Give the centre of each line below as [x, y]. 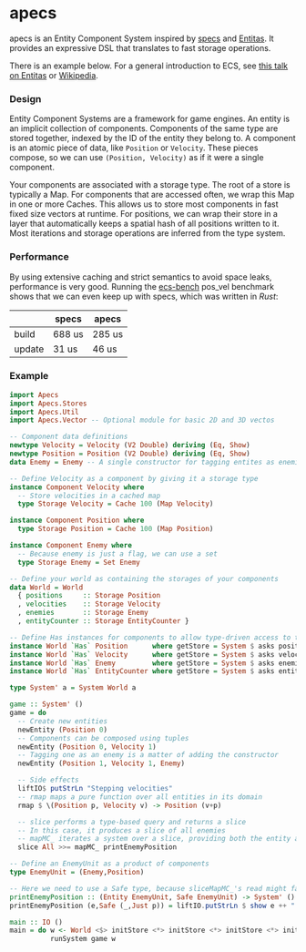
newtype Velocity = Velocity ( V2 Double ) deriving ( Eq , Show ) [130, 445]
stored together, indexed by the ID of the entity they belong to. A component [153, 138]
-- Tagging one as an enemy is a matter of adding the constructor [148, 755]
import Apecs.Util [44, 412]
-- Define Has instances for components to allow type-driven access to [150, 637]
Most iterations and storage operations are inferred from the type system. [148, 233]
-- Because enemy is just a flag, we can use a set [118, 554]
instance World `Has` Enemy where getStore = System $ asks [142, 663]
